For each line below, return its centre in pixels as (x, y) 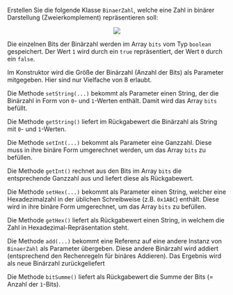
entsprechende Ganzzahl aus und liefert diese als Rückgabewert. (101, 178)
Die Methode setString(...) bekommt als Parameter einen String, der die (113, 93)
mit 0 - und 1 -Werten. (37, 129)
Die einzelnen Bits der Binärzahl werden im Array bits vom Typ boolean (109, 44)
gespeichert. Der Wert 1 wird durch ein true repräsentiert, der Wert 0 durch (115, 51)
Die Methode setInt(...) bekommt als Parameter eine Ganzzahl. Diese (110, 143)
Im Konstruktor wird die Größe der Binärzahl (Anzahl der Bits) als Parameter (115, 72)
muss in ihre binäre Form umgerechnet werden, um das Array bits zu (107, 150)
